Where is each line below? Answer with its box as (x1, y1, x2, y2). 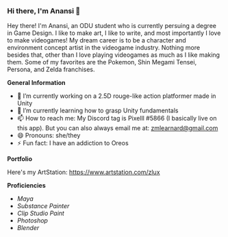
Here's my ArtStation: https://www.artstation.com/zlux (7, 168, 160, 177)
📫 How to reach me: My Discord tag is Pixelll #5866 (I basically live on (16, 114, 217, 123)
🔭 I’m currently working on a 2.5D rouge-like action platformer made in (16, 92, 216, 100)
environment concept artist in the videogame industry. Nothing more (7, 44, 201, 52)
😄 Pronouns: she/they (16, 132, 81, 140)
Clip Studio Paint (16, 209, 65, 218)
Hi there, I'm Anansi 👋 (7, 6, 81, 16)
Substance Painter (16, 202, 70, 210)
